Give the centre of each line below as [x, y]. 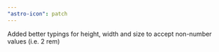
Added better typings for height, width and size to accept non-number [109, 34]
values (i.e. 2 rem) [34, 41]
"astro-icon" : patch [38, 14]
